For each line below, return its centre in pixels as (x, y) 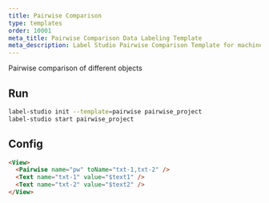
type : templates (35, 23)
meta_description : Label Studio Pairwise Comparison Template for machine (136, 46)
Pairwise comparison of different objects (75, 68)
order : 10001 (30, 30)
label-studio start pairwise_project (71, 119)
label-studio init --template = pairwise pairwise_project (105, 111)
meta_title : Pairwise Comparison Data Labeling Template (105, 38)
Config (26, 144)
